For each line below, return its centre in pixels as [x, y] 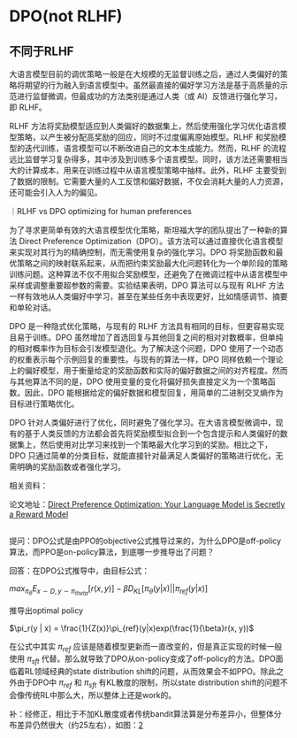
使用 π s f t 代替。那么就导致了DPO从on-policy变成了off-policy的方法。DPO [142, 660]
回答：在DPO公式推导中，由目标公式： [80, 571]
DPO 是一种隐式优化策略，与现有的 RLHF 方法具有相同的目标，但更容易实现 [147, 326]
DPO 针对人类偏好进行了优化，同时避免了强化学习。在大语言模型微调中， [142, 423]
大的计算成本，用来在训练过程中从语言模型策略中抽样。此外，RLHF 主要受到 [148, 170]
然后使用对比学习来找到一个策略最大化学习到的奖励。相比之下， [156, 445]
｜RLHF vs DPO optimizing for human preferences [100, 211]
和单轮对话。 [32, 307]
